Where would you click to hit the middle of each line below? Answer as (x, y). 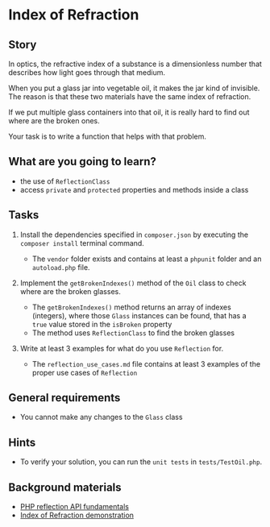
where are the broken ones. (54, 121)
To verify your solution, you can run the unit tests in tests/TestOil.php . (141, 462)
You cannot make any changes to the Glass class (101, 417)
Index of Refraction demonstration (77, 515)
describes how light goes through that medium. (87, 73)
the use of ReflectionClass (65, 181)
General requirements (64, 398)
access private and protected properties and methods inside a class (134, 189)
